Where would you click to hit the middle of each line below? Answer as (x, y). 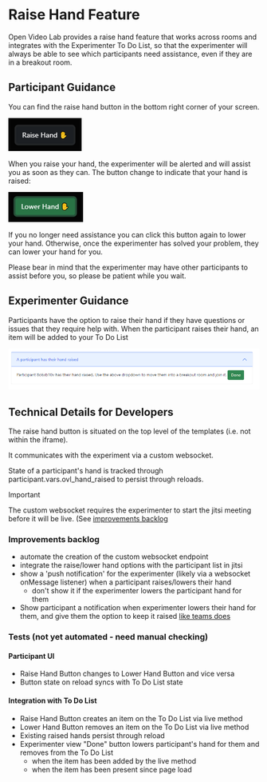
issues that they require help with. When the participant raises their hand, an (133, 329)
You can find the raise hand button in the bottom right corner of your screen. (134, 106)
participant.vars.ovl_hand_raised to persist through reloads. (106, 479)
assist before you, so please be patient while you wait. (97, 275)
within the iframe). (38, 439)
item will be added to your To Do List (69, 337)
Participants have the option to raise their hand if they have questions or (127, 320)
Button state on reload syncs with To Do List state (101, 682)
